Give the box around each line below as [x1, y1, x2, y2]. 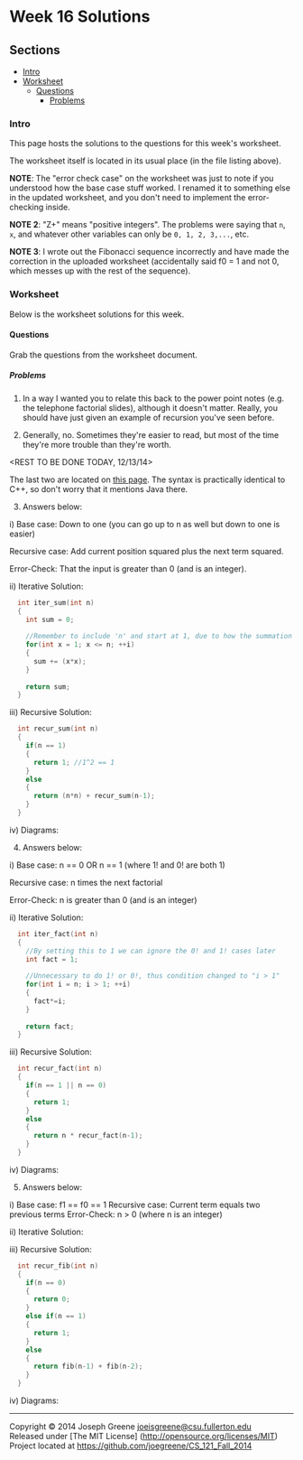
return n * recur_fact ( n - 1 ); [32, 1131, 143, 1140]
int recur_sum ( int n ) [17, 724, 99, 733]
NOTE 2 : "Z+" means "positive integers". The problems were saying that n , [9, 219, 286, 230]
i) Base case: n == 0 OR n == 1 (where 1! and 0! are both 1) [9, 860, 225, 870]
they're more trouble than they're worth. [22, 439, 171, 450]
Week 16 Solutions [9, 6, 151, 27]
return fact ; [25, 1022, 75, 1031]
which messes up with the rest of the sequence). [9, 265, 191, 276]
